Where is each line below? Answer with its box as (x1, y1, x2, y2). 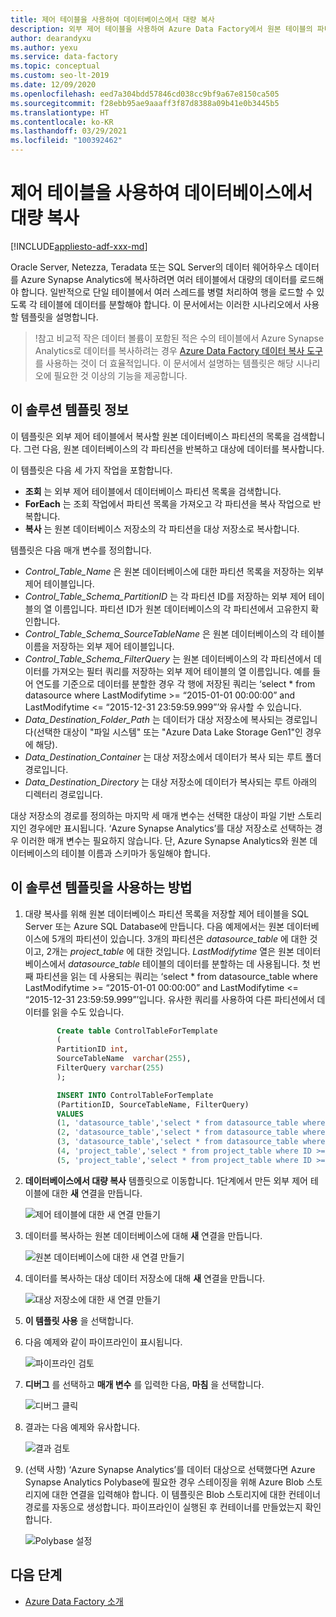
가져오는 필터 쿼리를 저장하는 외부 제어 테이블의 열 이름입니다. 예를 (51, 665, 311, 677)
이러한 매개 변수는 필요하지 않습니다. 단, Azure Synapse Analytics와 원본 (20, 834, 308, 846)
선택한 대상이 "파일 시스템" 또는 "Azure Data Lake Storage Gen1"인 (36, 726, 303, 738)
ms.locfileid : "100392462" (10, 136, 123, 146)
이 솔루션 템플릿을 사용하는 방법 (10, 879, 193, 896)
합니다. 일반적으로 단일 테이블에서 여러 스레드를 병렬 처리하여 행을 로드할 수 (20, 286, 315, 298)
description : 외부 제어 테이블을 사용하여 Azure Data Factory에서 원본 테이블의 (10, 24, 313, 34)
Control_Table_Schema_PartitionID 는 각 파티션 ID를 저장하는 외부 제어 (24, 590, 307, 602)
